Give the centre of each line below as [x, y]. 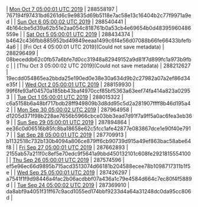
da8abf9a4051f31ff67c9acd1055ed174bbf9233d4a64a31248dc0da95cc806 [99, 191]
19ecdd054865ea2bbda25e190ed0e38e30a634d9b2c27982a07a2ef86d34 [98, 78]
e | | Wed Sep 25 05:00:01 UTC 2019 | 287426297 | [69, 172]
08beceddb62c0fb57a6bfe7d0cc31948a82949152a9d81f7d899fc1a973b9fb [99, 59]
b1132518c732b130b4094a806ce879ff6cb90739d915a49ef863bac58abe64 [99, 141]
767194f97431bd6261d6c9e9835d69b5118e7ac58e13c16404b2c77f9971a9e [99, 15]
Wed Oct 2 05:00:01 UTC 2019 [62, 85]
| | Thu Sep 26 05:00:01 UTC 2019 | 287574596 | [66, 160]
